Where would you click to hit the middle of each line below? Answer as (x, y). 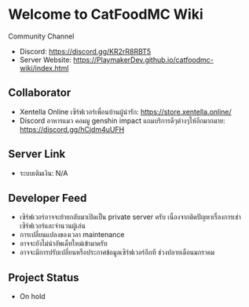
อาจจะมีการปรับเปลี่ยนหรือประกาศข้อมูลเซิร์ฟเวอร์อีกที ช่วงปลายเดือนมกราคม (117, 252)
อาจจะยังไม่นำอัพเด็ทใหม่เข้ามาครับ (63, 243)
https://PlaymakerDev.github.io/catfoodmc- (143, 60)
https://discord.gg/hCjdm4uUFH (72, 129)
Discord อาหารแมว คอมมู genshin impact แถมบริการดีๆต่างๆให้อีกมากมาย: (122, 120)
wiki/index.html (44, 68)
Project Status (44, 278)
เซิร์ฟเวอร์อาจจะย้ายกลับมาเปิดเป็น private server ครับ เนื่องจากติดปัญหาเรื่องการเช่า (130, 217)
